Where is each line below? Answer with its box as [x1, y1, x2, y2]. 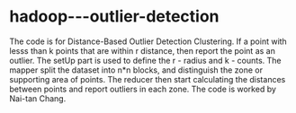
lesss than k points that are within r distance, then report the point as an [9, 45, 276, 56]
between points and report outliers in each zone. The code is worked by [9, 83, 277, 94]
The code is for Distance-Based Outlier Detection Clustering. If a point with [9, 36, 288, 47]
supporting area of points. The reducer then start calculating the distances [9, 74, 286, 84]
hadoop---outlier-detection [9, 6, 220, 27]
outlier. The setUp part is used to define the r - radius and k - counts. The [9, 55, 282, 65]
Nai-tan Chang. [9, 92, 67, 104]
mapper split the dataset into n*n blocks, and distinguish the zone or [9, 65, 264, 75]
